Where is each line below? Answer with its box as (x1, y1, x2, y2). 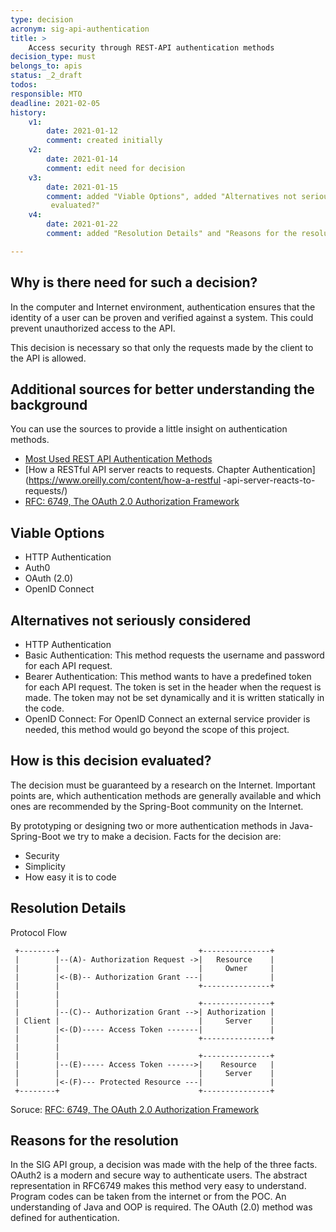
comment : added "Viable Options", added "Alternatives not (46, 191, 298, 201)
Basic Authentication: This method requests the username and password (24, 649, 325, 661)
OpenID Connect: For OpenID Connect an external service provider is (24, 713, 311, 725)
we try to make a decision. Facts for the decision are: (63, 830, 282, 842)
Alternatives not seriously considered (10, 612, 252, 629)
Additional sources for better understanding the (10, 381, 315, 398)
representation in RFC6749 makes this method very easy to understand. (10, 1180, 307, 1192)
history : (10, 107, 47, 118)
